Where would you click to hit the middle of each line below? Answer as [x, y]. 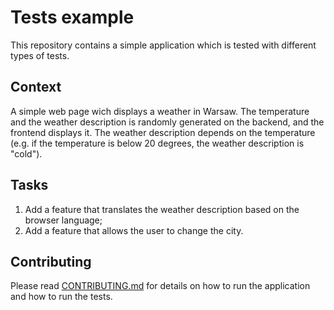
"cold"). [26, 153]
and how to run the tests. [61, 297]
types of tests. [40, 55]
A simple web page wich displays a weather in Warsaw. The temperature [160, 111]
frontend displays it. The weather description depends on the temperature [163, 132]
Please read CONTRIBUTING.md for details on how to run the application [160, 286]
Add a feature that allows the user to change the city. [134, 230]
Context [36, 87]
